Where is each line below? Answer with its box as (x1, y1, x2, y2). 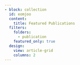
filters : (9, 25, 27, 30)
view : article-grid (13, 48, 53, 53)
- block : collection (4, 7, 47, 12)
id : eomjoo (9, 12, 31, 17)
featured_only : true (13, 39, 55, 44)
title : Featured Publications (13, 21, 76, 26)
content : (9, 16, 27, 21)
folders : (13, 30, 31, 35)
